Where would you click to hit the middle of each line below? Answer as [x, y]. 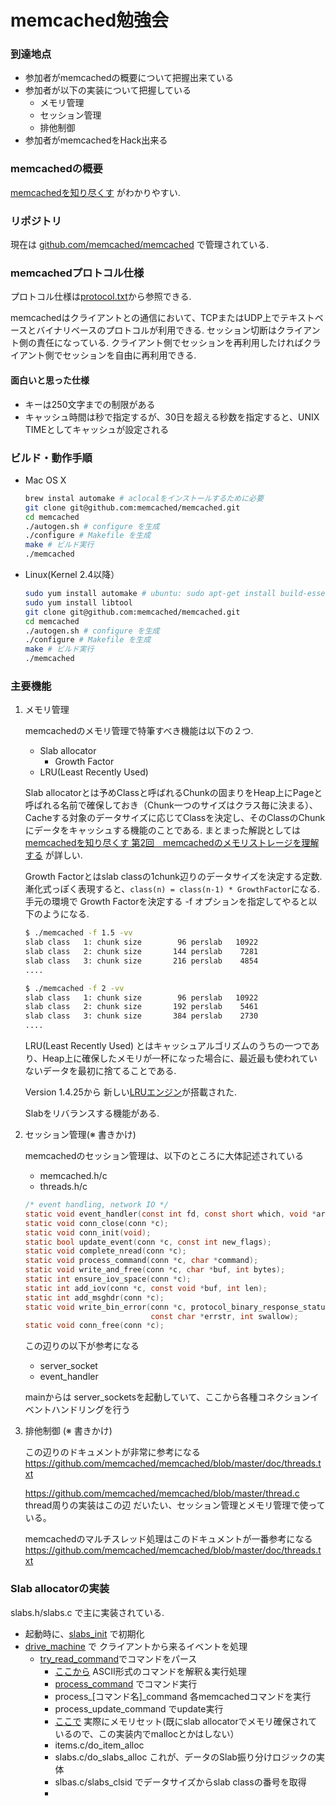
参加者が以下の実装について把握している [108, 90]
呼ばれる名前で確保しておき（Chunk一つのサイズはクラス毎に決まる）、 [171, 805]
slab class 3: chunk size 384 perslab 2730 [141, 1016]
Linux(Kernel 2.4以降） [72, 574]
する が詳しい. [53, 855]
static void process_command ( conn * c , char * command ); [141, 1261]
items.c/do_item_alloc [99, 1745]
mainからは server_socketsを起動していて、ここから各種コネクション [167, 1397]
